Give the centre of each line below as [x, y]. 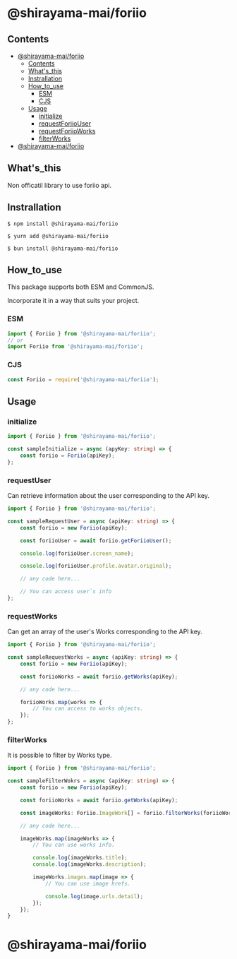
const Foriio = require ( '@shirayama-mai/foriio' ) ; [83, 379]
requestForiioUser [65, 124]
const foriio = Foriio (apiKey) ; [67, 455]
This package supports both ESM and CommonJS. [81, 287]
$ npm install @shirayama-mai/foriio [63, 224]
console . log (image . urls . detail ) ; [94, 896]
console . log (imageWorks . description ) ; [90, 864]
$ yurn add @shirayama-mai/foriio [58, 236]
